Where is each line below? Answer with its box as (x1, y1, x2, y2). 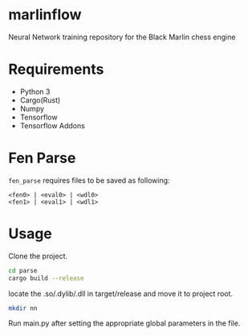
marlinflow (8, 6, 82, 24)
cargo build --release (8, 274, 84, 282)
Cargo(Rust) (19, 95, 61, 105)
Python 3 (19, 87, 51, 96)
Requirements (8, 60, 104, 79)
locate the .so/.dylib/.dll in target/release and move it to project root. (8, 289, 234, 298)
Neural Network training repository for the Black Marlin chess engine (8, 32, 236, 42)
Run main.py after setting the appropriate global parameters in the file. (8, 318, 241, 328)
